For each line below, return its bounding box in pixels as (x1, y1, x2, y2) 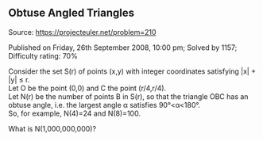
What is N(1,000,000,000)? (8, 124, 97, 133)
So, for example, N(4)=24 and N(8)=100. (8, 109, 141, 118)
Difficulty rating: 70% (8, 51, 78, 60)
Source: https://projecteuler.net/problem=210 (8, 27, 157, 36)
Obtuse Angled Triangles (8, 6, 135, 20)
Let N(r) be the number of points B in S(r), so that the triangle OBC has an (8, 91, 249, 101)
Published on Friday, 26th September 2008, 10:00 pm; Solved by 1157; (8, 43, 238, 52)
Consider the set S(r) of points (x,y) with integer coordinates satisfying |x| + (8, 67, 257, 76)
